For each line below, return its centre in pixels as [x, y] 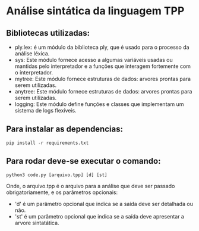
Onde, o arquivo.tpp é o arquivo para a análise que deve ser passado [91, 186]
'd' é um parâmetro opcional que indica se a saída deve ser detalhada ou [104, 204]
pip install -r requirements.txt [48, 143]
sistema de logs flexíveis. [46, 110]
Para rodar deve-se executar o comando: [83, 161]
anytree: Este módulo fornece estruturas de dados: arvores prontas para [103, 91]
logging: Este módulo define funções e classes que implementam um [99, 104]
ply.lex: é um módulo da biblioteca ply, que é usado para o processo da [102, 47]
